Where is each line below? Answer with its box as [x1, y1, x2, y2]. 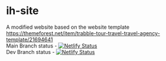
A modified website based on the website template [6, 23, 130, 30]
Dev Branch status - [6, 48, 55, 55]
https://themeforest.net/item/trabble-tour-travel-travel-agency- [6, 29, 161, 36]
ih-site [6, 4, 40, 18]
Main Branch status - [6, 42, 57, 49]
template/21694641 [6, 36, 53, 43]
